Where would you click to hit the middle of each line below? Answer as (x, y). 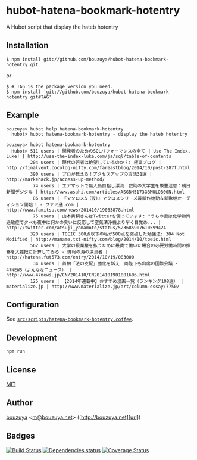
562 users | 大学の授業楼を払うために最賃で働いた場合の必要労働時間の (108, 245)
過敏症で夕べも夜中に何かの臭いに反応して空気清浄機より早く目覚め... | (84, 222)
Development (32, 338)
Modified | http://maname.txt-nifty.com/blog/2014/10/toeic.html (89, 239)
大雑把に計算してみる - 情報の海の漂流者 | (61, 252)
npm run (16, 352)
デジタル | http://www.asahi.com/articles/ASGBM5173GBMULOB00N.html (100, 192)
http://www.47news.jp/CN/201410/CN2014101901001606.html (78, 275)
